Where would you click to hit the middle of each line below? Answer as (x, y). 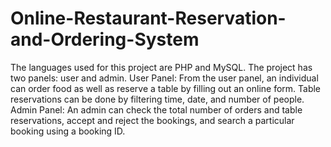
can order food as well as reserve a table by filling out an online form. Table (166, 88)
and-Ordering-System (105, 39)
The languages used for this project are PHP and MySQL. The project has (161, 67)
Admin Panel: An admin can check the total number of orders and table (156, 109)
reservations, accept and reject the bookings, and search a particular (152, 120)
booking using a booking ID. (68, 131)
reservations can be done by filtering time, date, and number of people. (157, 99)
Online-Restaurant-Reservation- (148, 18)
